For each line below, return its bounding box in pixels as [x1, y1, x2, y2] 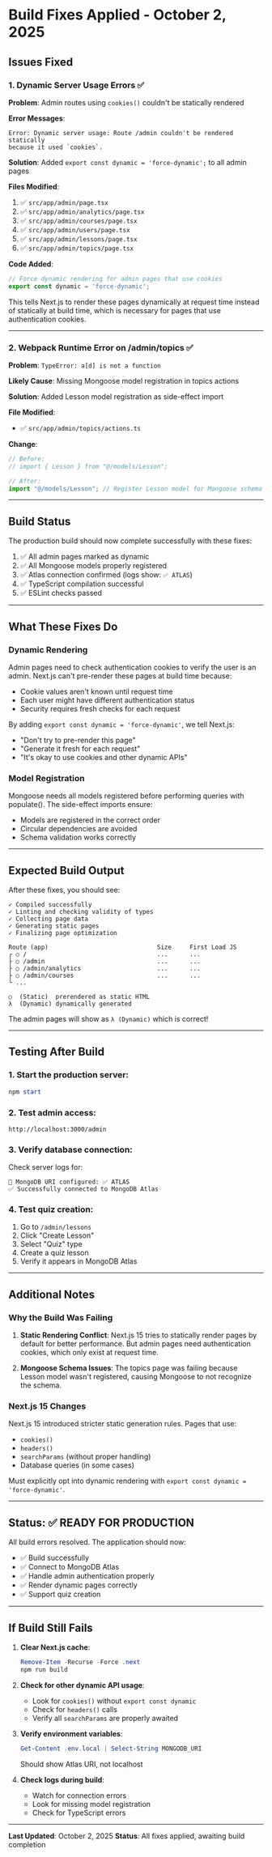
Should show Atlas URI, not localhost [19, 1759, 143, 1769]
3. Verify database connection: [8, 1144, 134, 1155]
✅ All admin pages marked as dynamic [19, 552, 150, 562]
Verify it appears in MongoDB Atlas [19, 1256, 138, 1266]
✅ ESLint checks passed [19, 589, 103, 598]
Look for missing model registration [32, 1799, 151, 1808]
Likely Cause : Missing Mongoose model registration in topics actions [8, 376, 240, 385]
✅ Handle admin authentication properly [19, 1571, 155, 1581]
